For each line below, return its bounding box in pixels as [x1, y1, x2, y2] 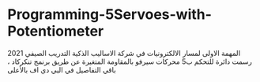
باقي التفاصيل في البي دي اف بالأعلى [7, 65, 116, 74]
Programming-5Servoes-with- [7, 6, 213, 24]
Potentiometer [7, 22, 104, 40]
